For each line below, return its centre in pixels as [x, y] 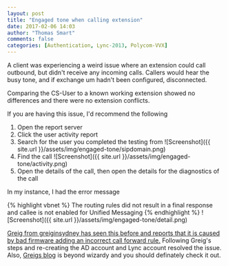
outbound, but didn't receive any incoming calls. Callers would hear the [108, 72]
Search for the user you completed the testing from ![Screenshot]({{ [114, 142]
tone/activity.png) [42, 164]
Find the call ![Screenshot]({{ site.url [69, 156]
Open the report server [50, 127]
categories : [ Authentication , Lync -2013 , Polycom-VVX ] [87, 45]
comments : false [30, 39]
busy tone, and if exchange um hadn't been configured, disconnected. [107, 80]
